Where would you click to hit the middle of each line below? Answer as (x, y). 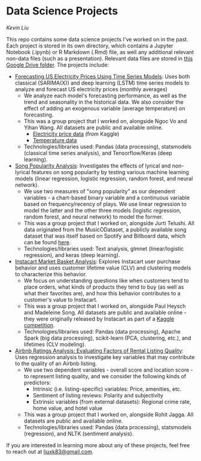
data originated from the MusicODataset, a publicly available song (105, 229)
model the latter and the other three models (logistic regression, (102, 210)
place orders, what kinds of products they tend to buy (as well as (104, 287)
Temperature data (55, 140)
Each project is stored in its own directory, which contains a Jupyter (90, 46)
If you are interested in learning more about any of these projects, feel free (98, 445)
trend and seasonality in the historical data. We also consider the (103, 102)
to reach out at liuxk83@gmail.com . (50, 451)
